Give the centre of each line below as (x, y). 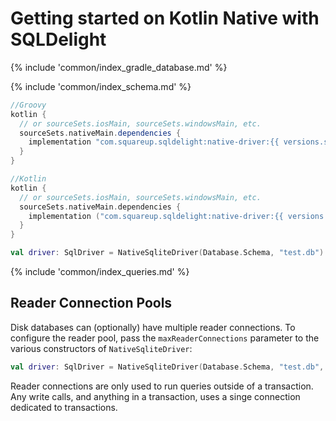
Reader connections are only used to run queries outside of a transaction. (162, 386)
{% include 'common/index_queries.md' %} (100, 272)
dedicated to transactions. (64, 407)
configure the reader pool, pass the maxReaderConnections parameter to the (165, 338)
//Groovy (28, 105)
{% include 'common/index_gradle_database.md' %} (119, 67)
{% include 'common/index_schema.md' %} (101, 86)
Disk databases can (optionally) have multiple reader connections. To (153, 327)
